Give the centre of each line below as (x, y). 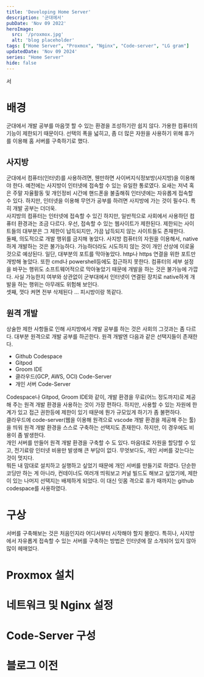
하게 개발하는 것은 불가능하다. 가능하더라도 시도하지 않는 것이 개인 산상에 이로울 (100, 247)
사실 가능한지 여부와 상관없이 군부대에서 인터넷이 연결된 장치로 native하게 (101, 277)
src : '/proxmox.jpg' (38, 35)
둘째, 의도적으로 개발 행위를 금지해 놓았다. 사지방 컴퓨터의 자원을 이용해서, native (102, 239)
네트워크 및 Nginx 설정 (60, 605)
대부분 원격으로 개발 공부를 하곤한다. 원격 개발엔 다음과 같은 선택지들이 (98, 337)
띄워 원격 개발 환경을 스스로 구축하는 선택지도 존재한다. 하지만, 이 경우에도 (100, 427)
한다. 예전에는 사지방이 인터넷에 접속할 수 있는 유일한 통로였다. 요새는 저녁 (100, 186)
